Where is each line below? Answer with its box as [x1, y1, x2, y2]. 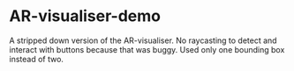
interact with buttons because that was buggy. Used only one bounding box [9, 44, 285, 54]
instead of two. [9, 53, 64, 64]
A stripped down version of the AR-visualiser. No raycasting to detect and [9, 35, 277, 46]
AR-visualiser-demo [9, 6, 162, 26]
